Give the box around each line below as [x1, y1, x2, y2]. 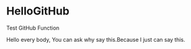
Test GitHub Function [6, 24, 60, 31]
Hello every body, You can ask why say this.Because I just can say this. [6, 36, 186, 43]
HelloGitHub [6, 4, 70, 18]
